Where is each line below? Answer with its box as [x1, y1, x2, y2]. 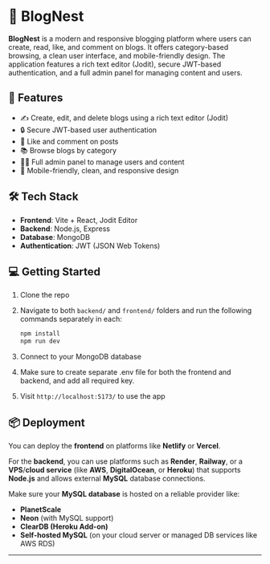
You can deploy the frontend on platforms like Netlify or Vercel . [8, 440, 221, 450]
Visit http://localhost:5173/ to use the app [19, 392, 166, 401]
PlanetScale [19, 505, 62, 514]
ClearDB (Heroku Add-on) [19, 521, 108, 531]
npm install [19, 330, 60, 338]
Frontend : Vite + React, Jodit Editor [19, 215, 138, 225]
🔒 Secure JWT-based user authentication [19, 124, 157, 135]
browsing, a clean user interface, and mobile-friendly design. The [8, 51, 226, 60]
